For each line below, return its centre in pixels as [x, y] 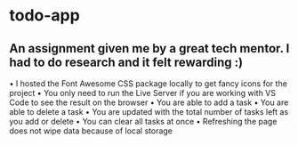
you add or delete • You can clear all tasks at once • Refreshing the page [143, 121]
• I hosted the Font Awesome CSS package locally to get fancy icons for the [148, 84]
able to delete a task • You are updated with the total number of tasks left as [149, 112]
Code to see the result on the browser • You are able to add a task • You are [149, 102]
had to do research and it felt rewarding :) [126, 62]
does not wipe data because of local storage [91, 131]
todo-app [44, 16]
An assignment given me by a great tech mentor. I [149, 48]
